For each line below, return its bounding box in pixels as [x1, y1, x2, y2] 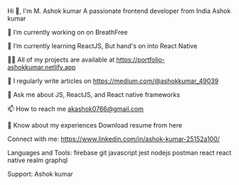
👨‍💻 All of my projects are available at [7, 55, 115, 64]
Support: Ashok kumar [7, 170, 73, 178]
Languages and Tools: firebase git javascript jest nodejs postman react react [7, 149, 232, 157]
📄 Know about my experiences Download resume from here [7, 121, 183, 129]
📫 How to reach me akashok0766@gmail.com [7, 105, 144, 113]
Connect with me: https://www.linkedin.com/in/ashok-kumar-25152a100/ [7, 135, 221, 143]
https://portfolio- [116, 55, 165, 64]
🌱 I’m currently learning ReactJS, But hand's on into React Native [7, 42, 198, 50]
